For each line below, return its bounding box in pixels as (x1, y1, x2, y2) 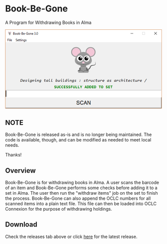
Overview (5, 166, 36, 175)
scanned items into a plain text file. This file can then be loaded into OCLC (5, 201, 157, 207)
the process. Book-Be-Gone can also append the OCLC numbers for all (5, 195, 151, 202)
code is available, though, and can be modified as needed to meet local (5, 137, 152, 143)
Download (5, 220, 37, 229)
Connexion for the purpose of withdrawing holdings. (5, 206, 112, 212)
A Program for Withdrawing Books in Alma (5, 19, 92, 25)
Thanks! (5, 152, 22, 158)
